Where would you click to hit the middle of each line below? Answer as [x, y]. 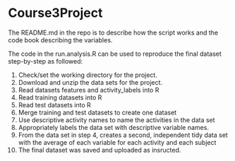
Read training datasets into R [60, 97]
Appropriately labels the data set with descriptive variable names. [113, 127]
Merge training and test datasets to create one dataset [97, 112]
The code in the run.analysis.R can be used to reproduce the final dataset [115, 54]
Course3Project [55, 13]
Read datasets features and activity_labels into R [89, 90]
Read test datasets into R [54, 105]
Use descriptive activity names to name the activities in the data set [116, 120]
